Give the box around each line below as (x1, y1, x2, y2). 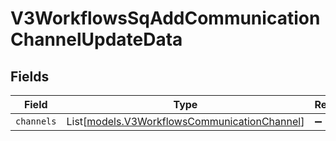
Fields (10, 68, 50, 85)
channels (15, 116, 57, 127)
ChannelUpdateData (10, 28, 183, 51)
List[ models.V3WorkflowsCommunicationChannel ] (66, 115, 305, 128)
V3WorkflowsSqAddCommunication (10, 7, 321, 30)
